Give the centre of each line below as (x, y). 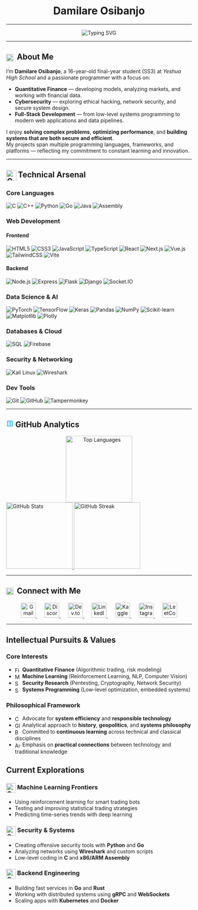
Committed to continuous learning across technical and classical (102, 732)
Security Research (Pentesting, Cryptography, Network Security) (102, 683)
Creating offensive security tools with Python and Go (79, 845)
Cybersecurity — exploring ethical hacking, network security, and (95, 101)
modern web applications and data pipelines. (69, 120)
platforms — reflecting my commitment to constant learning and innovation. (98, 150)
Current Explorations (45, 770)
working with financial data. (48, 95)
